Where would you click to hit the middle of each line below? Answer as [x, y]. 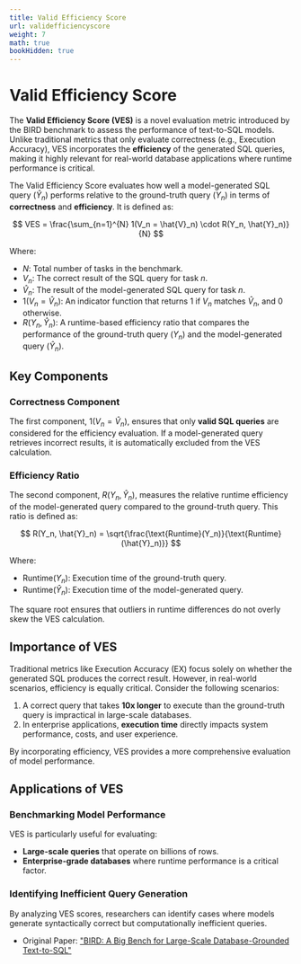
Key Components [59, 377]
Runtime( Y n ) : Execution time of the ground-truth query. [124, 579]
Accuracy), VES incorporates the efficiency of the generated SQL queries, [147, 149]
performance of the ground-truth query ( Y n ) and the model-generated [152, 335]
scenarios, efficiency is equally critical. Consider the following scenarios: [144, 687]
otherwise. [42, 313]
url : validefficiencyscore [60, 26]
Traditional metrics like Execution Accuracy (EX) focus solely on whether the [151, 668]
